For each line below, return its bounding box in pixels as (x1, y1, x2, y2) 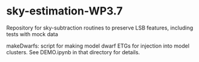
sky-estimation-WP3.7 (6, 4, 123, 18)
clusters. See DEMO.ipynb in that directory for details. (6, 48, 140, 55)
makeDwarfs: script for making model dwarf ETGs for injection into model (6, 42, 189, 49)
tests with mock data (6, 30, 59, 37)
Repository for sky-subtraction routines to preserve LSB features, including (6, 24, 194, 31)
